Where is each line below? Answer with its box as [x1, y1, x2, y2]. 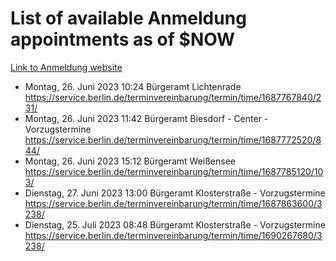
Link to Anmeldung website [10, 61, 123, 73]
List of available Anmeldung [10, 7, 247, 30]
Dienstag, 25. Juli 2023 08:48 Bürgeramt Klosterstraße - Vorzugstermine [24, 218, 326, 231]
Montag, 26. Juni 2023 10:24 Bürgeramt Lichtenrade [24, 80, 242, 92]
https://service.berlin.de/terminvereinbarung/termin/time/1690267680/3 [24, 229, 323, 241]
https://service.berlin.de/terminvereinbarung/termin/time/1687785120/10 [24, 165, 324, 177]
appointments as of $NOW [10, 28, 236, 51]
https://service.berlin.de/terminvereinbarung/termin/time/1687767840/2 [24, 91, 322, 103]
